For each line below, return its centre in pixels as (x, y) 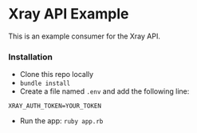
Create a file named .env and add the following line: (104, 91)
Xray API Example (69, 14)
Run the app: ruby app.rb (61, 121)
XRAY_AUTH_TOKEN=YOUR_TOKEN (55, 106)
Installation (31, 57)
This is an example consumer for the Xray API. (85, 36)
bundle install (45, 84)
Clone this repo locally (57, 75)
